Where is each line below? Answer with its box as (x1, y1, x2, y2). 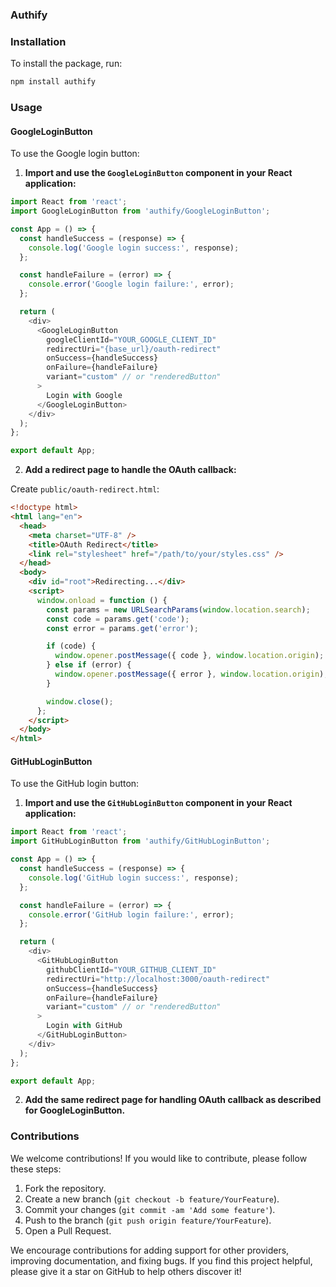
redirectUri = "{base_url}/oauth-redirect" (46, 344, 222, 354)
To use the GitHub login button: (10, 778, 140, 790)
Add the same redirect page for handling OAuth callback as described (24, 1094, 322, 1106)
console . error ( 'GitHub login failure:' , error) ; (28, 909, 235, 920)
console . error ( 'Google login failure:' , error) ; (28, 279, 235, 290)
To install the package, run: (10, 58, 123, 70)
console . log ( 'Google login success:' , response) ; (28, 243, 240, 253)
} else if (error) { (46, 660, 132, 670)
